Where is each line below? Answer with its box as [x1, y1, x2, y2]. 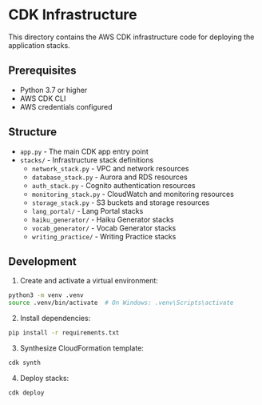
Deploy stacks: [19, 373, 69, 383]
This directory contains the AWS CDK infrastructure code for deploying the [8, 32, 255, 42]
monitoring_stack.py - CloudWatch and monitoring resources [31, 189, 234, 198]
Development [8, 255, 77, 268]
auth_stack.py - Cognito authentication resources [31, 180, 196, 190]
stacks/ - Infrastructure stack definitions [19, 154, 154, 165]
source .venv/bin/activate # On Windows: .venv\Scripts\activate [8, 299, 234, 307]
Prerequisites [8, 64, 77, 78]
